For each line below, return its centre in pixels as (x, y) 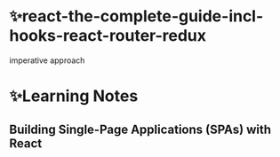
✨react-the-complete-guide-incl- (136, 16)
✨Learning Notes (74, 96)
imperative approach (47, 60)
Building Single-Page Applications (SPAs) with (140, 129)
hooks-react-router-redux (108, 36)
